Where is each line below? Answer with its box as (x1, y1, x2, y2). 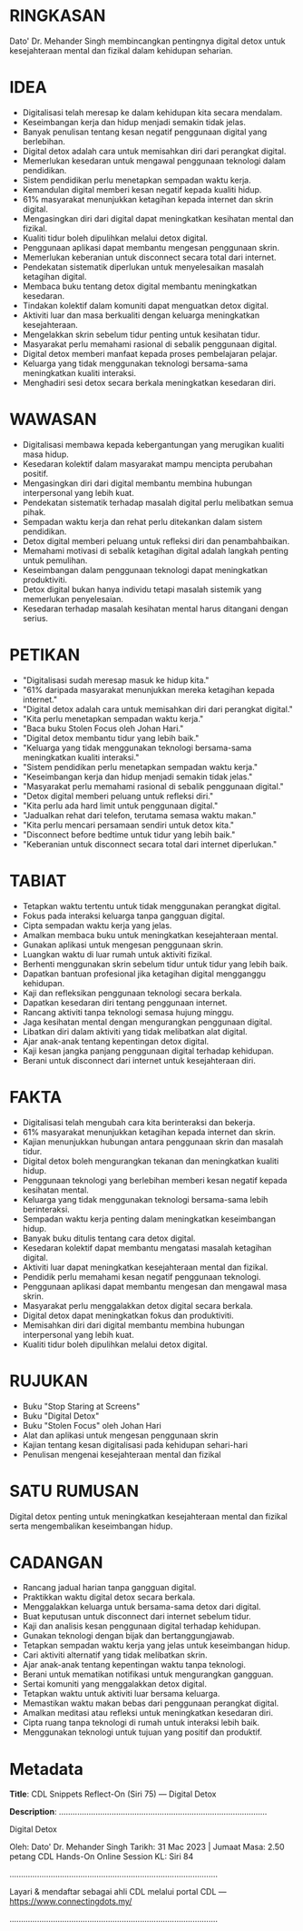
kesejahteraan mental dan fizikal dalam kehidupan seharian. (9, 45, 233, 55)
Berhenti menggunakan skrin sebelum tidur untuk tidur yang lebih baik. (22, 958, 288, 969)
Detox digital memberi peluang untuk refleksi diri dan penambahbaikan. (22, 535, 290, 546)
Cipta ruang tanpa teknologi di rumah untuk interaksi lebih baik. (22, 1718, 260, 1728)
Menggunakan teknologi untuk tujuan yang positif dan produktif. (22, 1727, 263, 1738)
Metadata (9, 1758, 83, 1779)
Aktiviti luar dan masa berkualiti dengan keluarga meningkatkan (22, 310, 260, 321)
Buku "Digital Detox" (22, 1410, 100, 1421)
